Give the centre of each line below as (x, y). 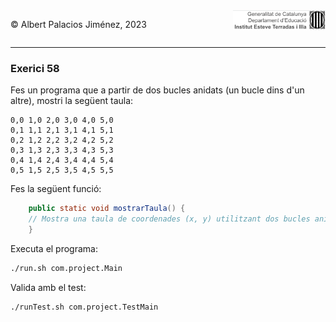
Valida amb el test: (48, 287)
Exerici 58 (35, 68)
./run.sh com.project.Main (66, 268)
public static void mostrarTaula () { (107, 209)
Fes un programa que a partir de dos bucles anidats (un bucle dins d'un (157, 90)
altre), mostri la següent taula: (72, 101)
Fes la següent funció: (56, 189)
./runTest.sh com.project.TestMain (84, 307)
